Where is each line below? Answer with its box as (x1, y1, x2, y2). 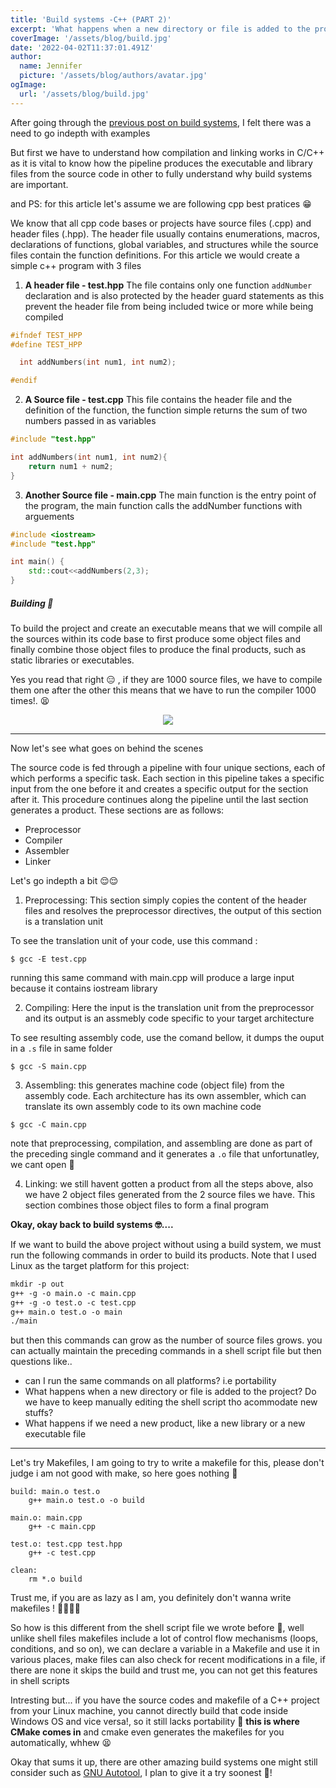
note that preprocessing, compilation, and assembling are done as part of (10, 1137, 313, 1149)
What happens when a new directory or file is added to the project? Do (24, 1386, 317, 1398)
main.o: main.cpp (10, 1513, 83, 1523)
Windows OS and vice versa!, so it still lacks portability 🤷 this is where (10, 1716, 300, 1728)
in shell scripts (10, 1675, 70, 1687)
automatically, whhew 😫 (10, 1737, 112, 1749)
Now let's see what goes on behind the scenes (10, 742, 204, 754)
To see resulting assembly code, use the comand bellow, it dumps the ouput (10, 1031, 325, 1043)
